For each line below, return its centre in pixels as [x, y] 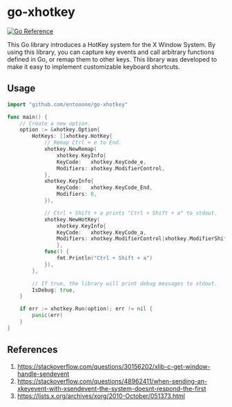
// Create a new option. [55, 123]
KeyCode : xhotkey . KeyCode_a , [101, 233]
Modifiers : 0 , [77, 195]
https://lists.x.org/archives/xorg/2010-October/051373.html [101, 396]
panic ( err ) [48, 316]
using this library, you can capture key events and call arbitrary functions [111, 52]
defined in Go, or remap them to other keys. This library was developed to [112, 59]
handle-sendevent [43, 374]
